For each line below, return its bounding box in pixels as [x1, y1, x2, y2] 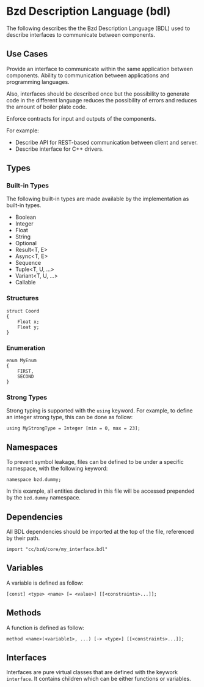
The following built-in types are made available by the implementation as [6, 195, 189, 203]
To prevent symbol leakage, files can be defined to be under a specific [6, 458, 184, 466]
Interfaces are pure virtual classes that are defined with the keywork [6, 669, 178, 676]
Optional [15, 240, 37, 247]
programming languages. [6, 78, 70, 85]
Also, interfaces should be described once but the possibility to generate [6, 90, 190, 97]
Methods [6, 608, 42, 618]
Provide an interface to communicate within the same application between [6, 65, 194, 72]
